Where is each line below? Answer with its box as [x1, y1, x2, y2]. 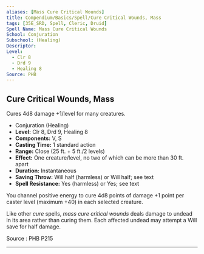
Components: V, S [15, 135, 62, 142]
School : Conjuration [6, 32, 59, 38]
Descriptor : [6, 43, 36, 49]
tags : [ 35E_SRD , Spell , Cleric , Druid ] [6, 20, 107, 26]
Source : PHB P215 [6, 235, 53, 242]
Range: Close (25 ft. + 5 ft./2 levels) [15, 147, 105, 155]
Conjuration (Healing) [15, 122, 69, 129]
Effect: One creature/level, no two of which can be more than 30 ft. [15, 154, 184, 161]
